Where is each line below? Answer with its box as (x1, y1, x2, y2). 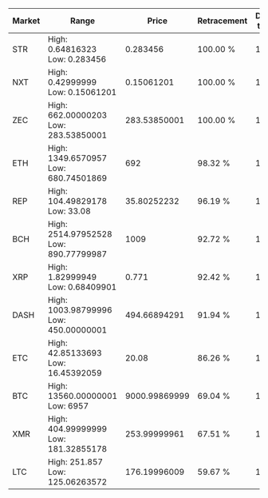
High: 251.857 (47, 456, 104, 467)
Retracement (197, 15, 248, 26)
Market (12, 15, 41, 26)
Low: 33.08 (47, 205, 92, 217)
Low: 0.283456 (47, 54, 107, 65)
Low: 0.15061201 (47, 87, 117, 98)
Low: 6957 (47, 400, 89, 411)
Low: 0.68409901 (47, 281, 117, 293)
